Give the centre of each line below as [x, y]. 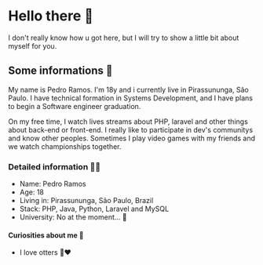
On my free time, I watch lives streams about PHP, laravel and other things [128, 122]
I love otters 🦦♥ [46, 252]
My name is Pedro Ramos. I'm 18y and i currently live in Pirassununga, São [128, 89]
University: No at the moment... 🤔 [73, 217]
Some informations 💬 [60, 71]
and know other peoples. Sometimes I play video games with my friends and [132, 138]
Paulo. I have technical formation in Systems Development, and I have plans [131, 98]
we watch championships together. [65, 146]
